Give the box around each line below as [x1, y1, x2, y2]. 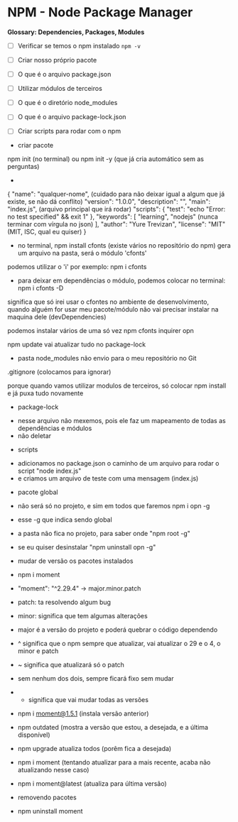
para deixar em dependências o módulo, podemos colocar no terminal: [17, 276, 226, 285]
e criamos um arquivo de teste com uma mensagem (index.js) [17, 474, 199, 483]
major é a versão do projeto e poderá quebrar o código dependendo [17, 625, 218, 634]
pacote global [17, 488, 58, 497]
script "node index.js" [17, 466, 82, 476]
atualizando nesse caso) [17, 766, 90, 774]
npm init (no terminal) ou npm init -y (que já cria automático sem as [7, 155, 205, 163]
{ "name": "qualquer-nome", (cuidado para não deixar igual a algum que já [7, 190, 225, 199]
